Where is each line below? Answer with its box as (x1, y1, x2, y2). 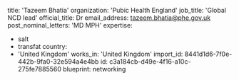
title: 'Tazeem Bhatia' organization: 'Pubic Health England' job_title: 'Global (7, 6, 227, 14)
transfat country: (17, 42, 68, 50)
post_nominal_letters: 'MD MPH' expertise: (7, 21, 133, 29)
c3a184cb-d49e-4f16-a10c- (109, 57, 191, 66)
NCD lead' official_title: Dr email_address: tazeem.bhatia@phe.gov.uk (7, 13, 211, 22)
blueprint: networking (63, 65, 126, 73)
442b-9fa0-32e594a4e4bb (17, 57, 99, 66)
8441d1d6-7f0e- (184, 50, 233, 58)
